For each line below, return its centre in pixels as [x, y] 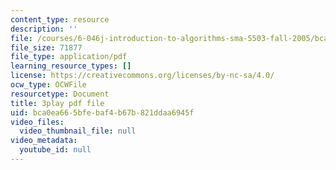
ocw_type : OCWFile [48, 85]
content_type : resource [60, 19]
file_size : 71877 [46, 47]
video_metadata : [44, 141]
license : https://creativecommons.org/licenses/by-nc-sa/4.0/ [142, 76]
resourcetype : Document [60, 94]
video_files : [37, 122]
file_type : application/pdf [69, 57]
